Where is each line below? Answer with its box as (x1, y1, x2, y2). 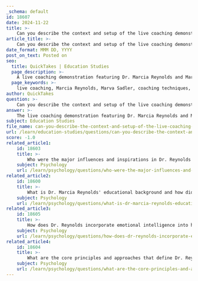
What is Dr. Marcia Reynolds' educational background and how (27, 189, 183, 195)
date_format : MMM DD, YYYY (6, 47, 72, 53)
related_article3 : (6, 206, 51, 212)
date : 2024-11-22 (6, 19, 49, 25)
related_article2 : (6, 173, 51, 179)
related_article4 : (6, 239, 51, 244)
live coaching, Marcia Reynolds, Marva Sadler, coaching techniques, (16, 85, 192, 91)
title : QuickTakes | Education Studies (11, 63, 110, 70)
